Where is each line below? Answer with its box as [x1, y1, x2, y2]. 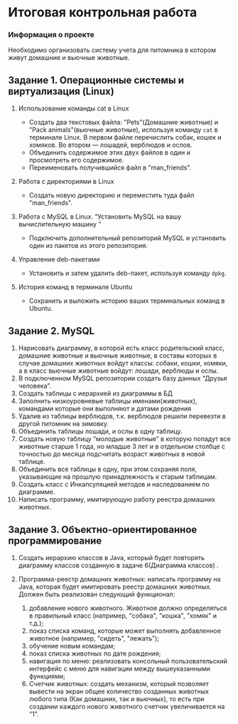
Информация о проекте [8, 30, 94, 40]
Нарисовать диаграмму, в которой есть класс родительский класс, [18, 343, 225, 353]
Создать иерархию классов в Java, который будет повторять [18, 553, 205, 562]
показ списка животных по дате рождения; [28, 649, 161, 658]
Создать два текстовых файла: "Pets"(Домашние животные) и [28, 118, 219, 127]
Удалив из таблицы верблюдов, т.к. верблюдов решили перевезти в [18, 412, 226, 420]
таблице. [18, 457, 45, 466]
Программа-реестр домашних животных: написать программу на [18, 574, 221, 583]
